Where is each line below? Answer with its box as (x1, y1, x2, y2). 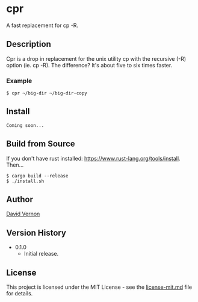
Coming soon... (6, 122, 45, 128)
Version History (6, 227, 66, 238)
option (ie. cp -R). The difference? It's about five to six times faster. (6, 61, 173, 69)
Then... (6, 161, 24, 168)
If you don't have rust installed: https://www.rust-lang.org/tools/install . (6, 155, 181, 162)
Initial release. (23, 250, 59, 257)
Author (6, 194, 33, 205)
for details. (6, 290, 33, 297)
